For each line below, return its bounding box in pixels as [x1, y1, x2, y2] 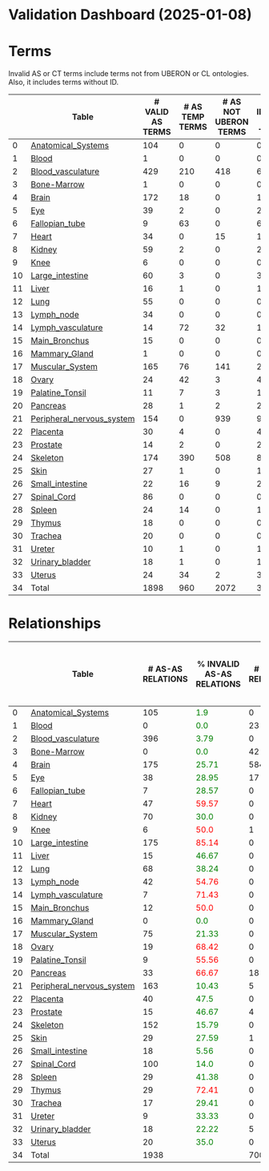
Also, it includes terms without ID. [8, 78, 118, 87]
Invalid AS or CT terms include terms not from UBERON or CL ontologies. [8, 69, 250, 78]
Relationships [8, 614, 102, 633]
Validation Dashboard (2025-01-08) [8, 6, 252, 24]
